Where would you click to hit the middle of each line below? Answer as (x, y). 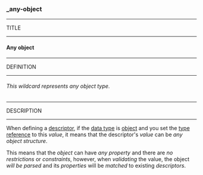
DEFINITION (21, 67)
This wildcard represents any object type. (58, 86)
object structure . (27, 140)
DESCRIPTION (24, 110)
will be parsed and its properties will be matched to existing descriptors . (96, 165)
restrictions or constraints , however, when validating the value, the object (98, 159)
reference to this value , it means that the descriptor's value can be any (95, 134)
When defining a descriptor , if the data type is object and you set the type (98, 128)
